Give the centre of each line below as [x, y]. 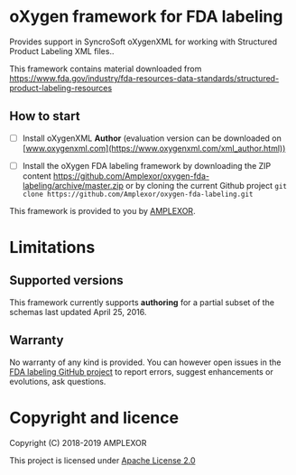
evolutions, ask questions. [58, 381]
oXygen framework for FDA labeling [146, 17]
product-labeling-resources [61, 88]
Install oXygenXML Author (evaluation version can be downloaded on [152, 138]
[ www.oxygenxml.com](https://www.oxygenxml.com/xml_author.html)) [154, 148]
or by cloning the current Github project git [206, 185]
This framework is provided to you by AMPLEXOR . [102, 210]
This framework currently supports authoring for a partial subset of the [142, 302]
